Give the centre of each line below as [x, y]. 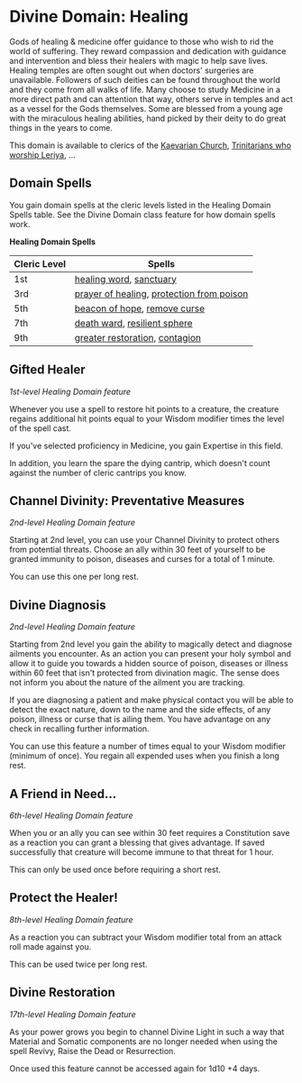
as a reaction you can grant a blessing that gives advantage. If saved [137, 842]
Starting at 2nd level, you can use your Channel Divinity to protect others [144, 540]
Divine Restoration [62, 992]
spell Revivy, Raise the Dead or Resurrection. [92, 1051]
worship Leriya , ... [43, 154]
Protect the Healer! [64, 898]
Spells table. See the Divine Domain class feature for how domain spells [143, 215]
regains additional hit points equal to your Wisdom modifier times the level [147, 418]
